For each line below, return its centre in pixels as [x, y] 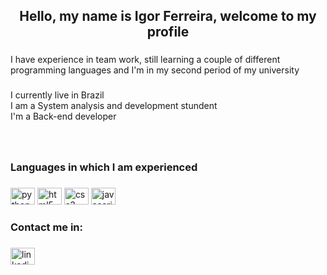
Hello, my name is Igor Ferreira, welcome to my [168, 16]
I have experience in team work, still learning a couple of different [145, 60]
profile [168, 32]
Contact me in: [47, 227]
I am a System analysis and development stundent [114, 106]
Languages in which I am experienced [104, 167]
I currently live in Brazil [57, 95]
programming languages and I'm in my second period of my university [155, 70]
